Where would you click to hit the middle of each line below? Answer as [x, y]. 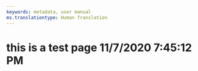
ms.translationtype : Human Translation [57, 18]
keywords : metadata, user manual [49, 12]
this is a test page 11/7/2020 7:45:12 [99, 48]
